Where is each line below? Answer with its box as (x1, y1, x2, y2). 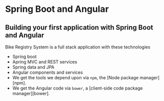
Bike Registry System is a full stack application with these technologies (5, 44, 151, 50)
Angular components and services (12, 69, 83, 75)
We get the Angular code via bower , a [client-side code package (12, 85, 143, 91)
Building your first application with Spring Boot (5, 23, 153, 32)
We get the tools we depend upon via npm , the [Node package (12, 75, 139, 80)
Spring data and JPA (12, 64, 55, 70)
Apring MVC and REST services (12, 59, 78, 65)
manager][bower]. (12, 91, 50, 96)
